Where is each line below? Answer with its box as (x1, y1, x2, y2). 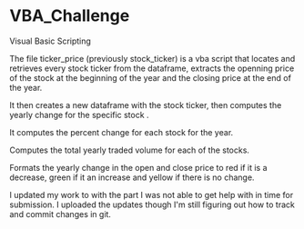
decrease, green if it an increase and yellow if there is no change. (9, 172, 255, 183)
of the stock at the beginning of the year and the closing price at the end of (9, 72, 291, 83)
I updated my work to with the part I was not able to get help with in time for (9, 189, 294, 200)
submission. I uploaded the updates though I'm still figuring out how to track (9, 199, 296, 210)
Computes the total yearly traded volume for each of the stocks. (9, 144, 250, 155)
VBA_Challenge (9, 5, 130, 26)
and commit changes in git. (9, 208, 112, 219)
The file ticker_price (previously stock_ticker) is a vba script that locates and (9, 53, 296, 64)
